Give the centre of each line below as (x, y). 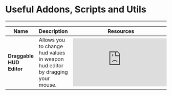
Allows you (52, 40)
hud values (52, 52)
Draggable (21, 56)
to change (51, 46)
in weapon (51, 59)
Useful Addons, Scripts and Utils (76, 9)
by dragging (53, 72)
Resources (121, 31)
